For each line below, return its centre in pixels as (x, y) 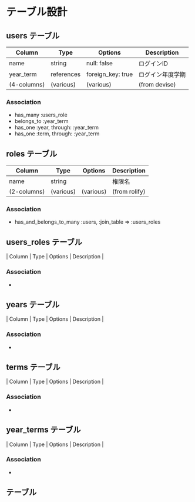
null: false (100, 63)
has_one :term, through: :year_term (57, 134)
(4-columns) (27, 84)
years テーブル (33, 305)
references (66, 74)
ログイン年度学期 (162, 74)
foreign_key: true (110, 74)
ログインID (153, 64)
